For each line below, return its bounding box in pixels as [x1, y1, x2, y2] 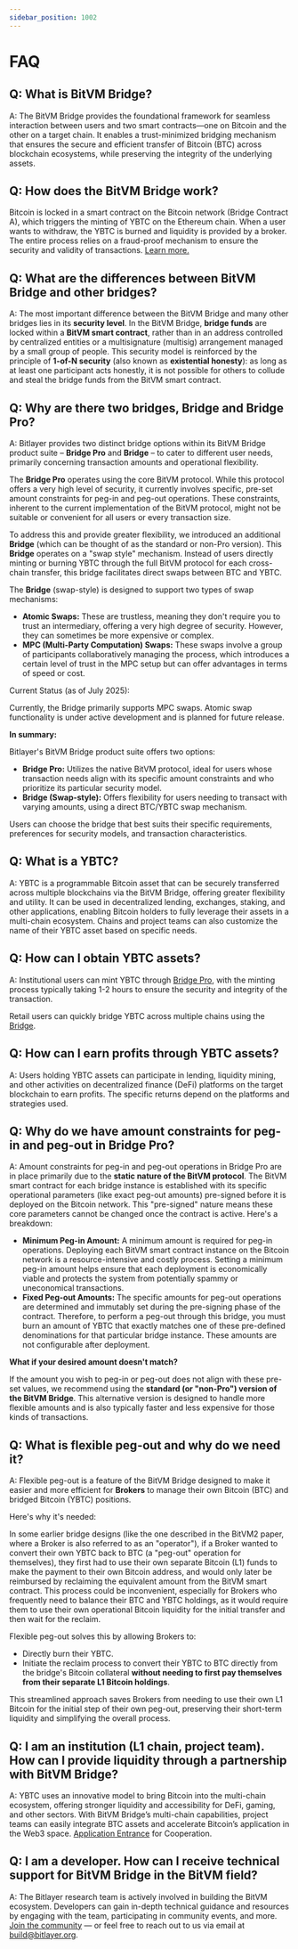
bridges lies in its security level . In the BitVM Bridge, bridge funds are [9, 318, 267, 329]
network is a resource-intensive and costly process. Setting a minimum [21, 1254, 283, 1265]
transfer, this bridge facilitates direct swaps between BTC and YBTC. [30, 567, 283, 578]
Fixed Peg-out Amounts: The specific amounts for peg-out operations [21, 1293, 282, 1303]
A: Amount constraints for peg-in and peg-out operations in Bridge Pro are [9, 1162, 282, 1172]
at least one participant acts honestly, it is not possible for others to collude [9, 365, 286, 376]
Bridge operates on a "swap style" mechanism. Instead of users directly [9, 549, 274, 559]
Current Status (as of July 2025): [9, 685, 131, 696]
